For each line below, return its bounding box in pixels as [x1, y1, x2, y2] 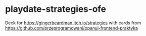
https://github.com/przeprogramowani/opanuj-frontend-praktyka [5, 25, 138, 31]
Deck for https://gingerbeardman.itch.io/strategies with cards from [5, 20, 141, 26]
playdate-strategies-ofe [5, 3, 106, 15]
